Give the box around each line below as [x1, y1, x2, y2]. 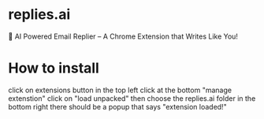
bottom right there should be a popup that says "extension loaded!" [8, 102, 227, 111]
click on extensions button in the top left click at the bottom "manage [8, 85, 232, 95]
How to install [8, 59, 100, 77]
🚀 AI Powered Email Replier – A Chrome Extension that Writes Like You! [8, 32, 239, 41]
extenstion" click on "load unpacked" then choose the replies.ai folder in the [8, 93, 256, 103]
